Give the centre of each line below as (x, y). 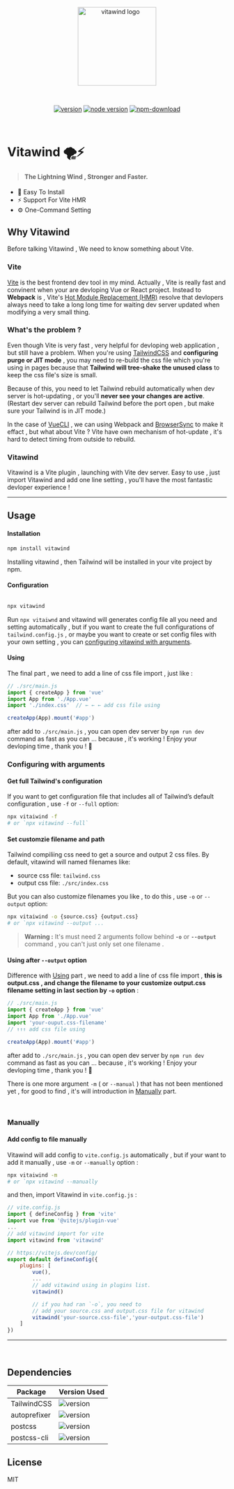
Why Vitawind (39, 232)
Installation (24, 534)
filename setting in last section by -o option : (73, 990)
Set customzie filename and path (56, 839)
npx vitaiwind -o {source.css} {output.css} (73, 917)
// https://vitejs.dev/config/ (53, 1253)
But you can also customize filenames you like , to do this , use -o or (105, 896)
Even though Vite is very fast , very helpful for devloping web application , (113, 345)
